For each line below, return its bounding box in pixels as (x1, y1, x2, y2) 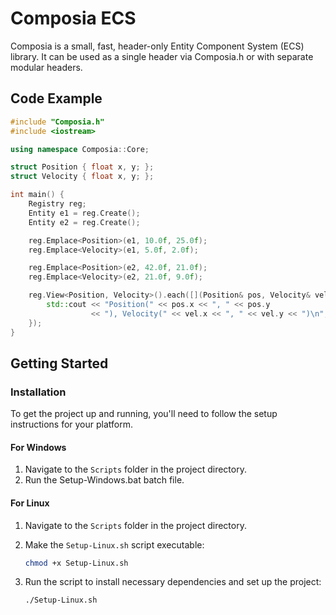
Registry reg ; (28, 199, 87, 209)
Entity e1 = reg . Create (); (28, 208, 141, 218)
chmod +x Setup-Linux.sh (24, 558, 129, 568)
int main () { (10, 190, 65, 200)
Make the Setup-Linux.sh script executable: (24, 538, 205, 551)
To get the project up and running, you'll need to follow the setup (10, 408, 278, 420)
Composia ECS (10, 7, 137, 30)
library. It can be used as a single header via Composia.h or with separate (10, 50, 314, 62)
